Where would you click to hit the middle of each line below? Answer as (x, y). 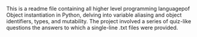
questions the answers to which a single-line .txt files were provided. (92, 27)
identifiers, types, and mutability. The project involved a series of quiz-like (99, 21)
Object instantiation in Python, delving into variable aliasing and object (94, 15)
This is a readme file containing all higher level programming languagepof (98, 9)
